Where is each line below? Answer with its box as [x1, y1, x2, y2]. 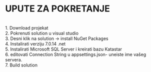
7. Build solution [5, 62, 37, 68]
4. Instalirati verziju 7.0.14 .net [5, 40, 66, 46]
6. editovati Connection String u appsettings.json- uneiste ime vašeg [5, 51, 146, 57]
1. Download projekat [5, 24, 48, 30]
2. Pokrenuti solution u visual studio [5, 30, 79, 36]
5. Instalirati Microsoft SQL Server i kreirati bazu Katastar [5, 46, 122, 52]
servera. [5, 56, 22, 62]
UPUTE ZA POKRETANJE [5, 3, 110, 14]
